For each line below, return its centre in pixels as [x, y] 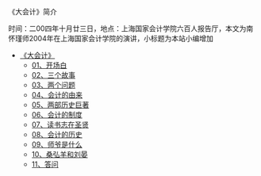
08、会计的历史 [57, 134]
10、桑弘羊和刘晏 [60, 154]
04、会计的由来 [57, 95]
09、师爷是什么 [57, 144]
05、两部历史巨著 [60, 105]
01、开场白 [49, 65]
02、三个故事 [53, 75]
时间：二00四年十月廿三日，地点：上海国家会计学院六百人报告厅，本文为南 [131, 29]
